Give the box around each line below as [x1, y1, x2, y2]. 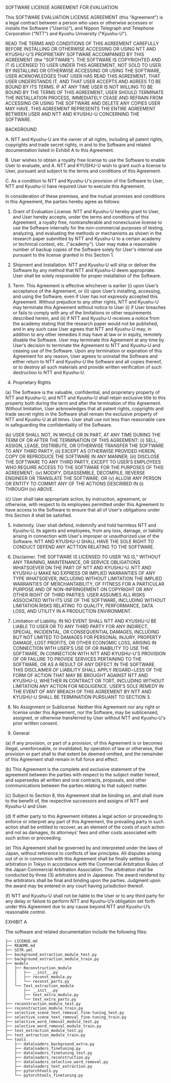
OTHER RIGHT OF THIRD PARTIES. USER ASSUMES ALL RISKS [12, 592, 145, 597]
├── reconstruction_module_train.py [5, 1006, 83, 1011]
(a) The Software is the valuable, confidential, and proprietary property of [5, 389, 160, 395]
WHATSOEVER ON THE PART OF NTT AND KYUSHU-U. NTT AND [12, 565, 152, 570]
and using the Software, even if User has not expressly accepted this [12, 293, 158, 299]
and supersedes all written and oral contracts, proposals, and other [5, 777, 147, 783]
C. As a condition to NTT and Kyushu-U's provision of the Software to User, [5, 178, 164, 183]
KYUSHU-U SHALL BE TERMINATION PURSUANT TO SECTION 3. [12, 694, 151, 700]
